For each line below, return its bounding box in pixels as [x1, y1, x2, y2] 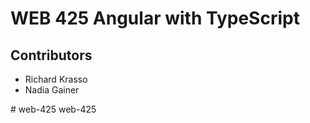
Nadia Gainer [24, 84, 80, 96]
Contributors [10, 47, 93, 64]
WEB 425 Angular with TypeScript [10, 7, 300, 30]
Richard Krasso [24, 73, 88, 85]
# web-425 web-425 [10, 103, 97, 115]
